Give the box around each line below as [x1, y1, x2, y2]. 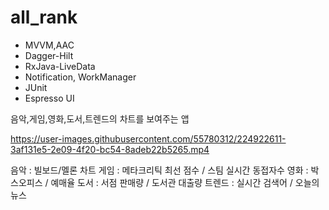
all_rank [10, 6, 78, 29]
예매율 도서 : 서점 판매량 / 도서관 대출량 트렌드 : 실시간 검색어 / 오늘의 [50, 176, 320, 188]
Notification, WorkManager [24, 71, 137, 83]
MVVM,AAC [24, 39, 75, 51]
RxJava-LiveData [24, 60, 96, 72]
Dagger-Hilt [24, 49, 74, 61]
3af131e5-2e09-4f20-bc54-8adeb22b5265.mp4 [10, 143, 210, 155]
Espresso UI [24, 92, 75, 104]
